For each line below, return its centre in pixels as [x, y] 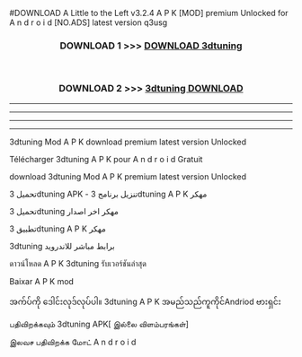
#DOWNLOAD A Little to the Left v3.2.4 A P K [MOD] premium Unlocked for [149, 13]
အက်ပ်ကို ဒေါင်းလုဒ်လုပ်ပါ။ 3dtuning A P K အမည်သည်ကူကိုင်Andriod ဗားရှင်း [145, 301]
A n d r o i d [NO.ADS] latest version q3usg [89, 22]
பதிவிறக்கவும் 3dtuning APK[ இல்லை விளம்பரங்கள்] [99, 324]
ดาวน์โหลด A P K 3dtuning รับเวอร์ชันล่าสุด [78, 263]
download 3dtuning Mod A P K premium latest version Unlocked [128, 176]
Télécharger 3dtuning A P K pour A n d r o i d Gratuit [106, 159]
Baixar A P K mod [42, 281]
